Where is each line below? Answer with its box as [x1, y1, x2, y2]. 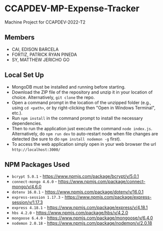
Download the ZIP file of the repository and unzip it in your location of [11, 89, 153, 95]
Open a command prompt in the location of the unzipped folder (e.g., [11, 99, 152, 105]
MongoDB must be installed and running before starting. [11, 84, 126, 90]
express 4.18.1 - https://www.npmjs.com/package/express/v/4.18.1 [11, 205, 148, 210]
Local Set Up [4, 71, 44, 79]
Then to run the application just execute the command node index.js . [11, 125, 153, 131]
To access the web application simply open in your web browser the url [11, 141, 157, 147]
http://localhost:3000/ [11, 147, 61, 152]
